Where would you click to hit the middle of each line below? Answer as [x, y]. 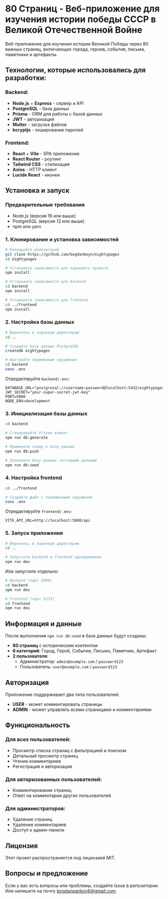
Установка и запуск [37, 191]
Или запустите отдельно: [32, 571]
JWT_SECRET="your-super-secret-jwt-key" [48, 392]
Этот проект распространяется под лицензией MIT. [60, 858]
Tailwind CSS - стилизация [41, 164]
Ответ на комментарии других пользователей [62, 795]
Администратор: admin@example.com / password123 [71, 661]
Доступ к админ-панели [38, 830]
